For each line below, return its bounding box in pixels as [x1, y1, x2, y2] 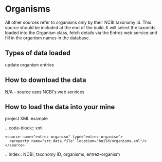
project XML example [5, 115, 48, 122]
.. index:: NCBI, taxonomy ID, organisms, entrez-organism [5, 151, 120, 157]
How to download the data [5, 76, 87, 84]
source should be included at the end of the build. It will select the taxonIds [5, 24, 156, 30]
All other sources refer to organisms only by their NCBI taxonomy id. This [5, 19, 152, 25]
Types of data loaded [5, 49, 71, 57]
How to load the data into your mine [5, 103, 115, 111]
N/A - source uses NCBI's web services [5, 89, 85, 95]
